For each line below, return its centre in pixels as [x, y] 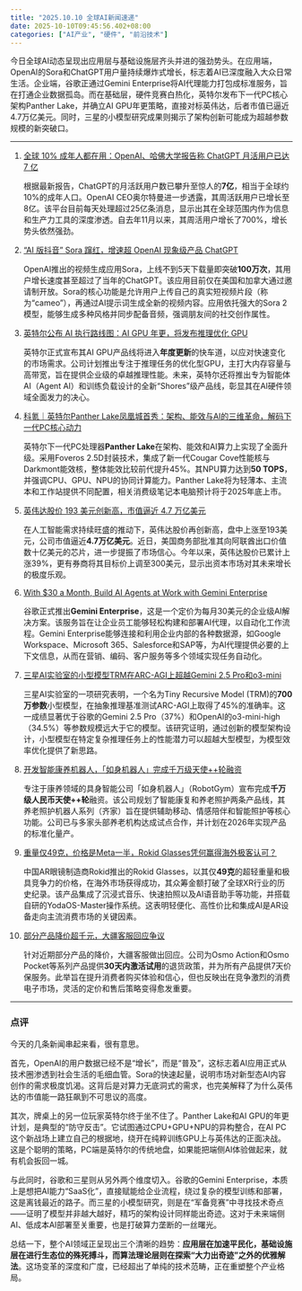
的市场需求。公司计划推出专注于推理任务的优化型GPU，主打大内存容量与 [157, 364]
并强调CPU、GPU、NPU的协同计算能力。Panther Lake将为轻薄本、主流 [155, 481]
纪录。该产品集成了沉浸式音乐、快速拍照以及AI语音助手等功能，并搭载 [160, 894]
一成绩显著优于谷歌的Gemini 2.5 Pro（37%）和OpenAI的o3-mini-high [151, 717]
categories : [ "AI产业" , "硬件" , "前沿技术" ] [89, 34]
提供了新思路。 [74, 750]
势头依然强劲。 [51, 231]
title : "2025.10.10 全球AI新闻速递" [74, 18]
